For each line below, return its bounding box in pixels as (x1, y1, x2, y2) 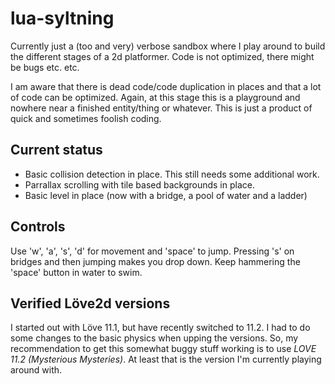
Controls (10, 218, 66, 236)
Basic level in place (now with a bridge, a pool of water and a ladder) (24, 189, 308, 201)
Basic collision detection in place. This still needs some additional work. (24, 168, 320, 180)
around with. (10, 364, 63, 376)
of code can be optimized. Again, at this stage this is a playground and (10, 91, 301, 103)
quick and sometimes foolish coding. (10, 112, 162, 124)
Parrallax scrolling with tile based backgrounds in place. (24, 178, 255, 191)
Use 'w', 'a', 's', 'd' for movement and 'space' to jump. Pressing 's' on (10, 245, 295, 257)
